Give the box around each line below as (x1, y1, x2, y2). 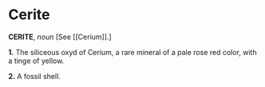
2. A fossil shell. (8, 71, 61, 81)
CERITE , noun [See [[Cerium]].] (8, 32, 112, 42)
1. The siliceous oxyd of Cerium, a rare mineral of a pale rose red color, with (8, 47, 257, 57)
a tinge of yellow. (8, 56, 65, 65)
